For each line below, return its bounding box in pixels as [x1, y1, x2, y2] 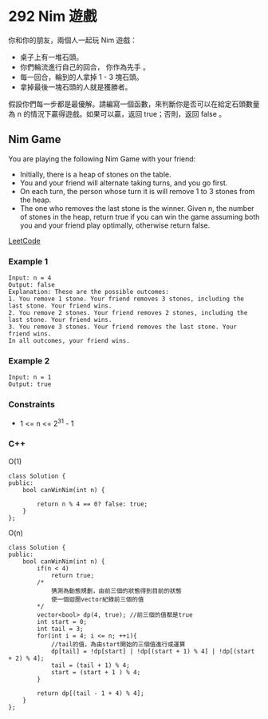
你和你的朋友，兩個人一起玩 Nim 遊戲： [8, 35, 138, 45]
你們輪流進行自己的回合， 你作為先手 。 [19, 62, 150, 72]
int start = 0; [37, 618, 88, 626]
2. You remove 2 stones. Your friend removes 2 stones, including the [8, 309, 248, 317]
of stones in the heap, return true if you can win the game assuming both [19, 212, 260, 221]
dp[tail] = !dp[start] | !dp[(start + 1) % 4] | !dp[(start [50, 647, 255, 655]
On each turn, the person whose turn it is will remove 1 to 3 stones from [19, 186, 255, 196]
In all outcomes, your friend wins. [8, 337, 130, 345]
